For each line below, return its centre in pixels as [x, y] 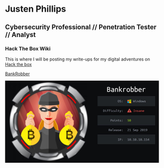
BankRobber [18, 74]
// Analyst [20, 34]
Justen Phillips [36, 9]
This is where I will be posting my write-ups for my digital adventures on [78, 59]
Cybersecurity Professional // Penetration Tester [81, 27]
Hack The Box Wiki [28, 48]
